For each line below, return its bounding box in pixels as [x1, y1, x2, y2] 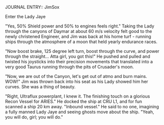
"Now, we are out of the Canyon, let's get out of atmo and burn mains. [5, 74, 148, 79]
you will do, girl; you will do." [5, 114, 63, 120]
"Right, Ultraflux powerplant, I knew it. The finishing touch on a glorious [5, 93, 150, 99]
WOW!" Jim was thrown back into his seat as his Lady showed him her [5, 78, 149, 84]
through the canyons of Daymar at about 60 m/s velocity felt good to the [5, 28, 152, 34]
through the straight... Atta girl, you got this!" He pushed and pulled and [5, 53, 150, 59]
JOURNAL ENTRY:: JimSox [5, 4, 60, 10]
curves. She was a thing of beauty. [5, 84, 76, 90]
